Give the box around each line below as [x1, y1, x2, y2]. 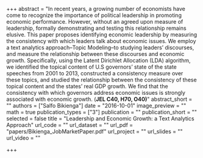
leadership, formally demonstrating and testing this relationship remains [6, 24, 187, 32]
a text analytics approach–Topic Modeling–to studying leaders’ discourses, [6, 44, 194, 51]
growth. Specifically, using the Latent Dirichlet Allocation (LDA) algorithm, [6, 57, 191, 64]
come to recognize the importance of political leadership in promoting [6, 12, 182, 19]
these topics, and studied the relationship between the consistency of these [6, 76, 197, 83]
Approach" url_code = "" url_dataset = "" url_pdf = [6, 122, 134, 128]
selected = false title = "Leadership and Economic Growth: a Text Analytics [6, 115, 194, 122]
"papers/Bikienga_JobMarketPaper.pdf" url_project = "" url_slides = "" [6, 128, 183, 135]
